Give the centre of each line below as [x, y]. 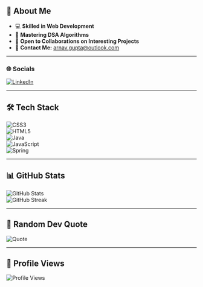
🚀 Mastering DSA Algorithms [52, 34]
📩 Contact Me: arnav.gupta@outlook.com [67, 47]
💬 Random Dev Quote [47, 225]
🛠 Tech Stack [33, 107]
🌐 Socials [21, 69]
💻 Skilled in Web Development [55, 26]
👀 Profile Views [35, 263]
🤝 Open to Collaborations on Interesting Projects [77, 41]
